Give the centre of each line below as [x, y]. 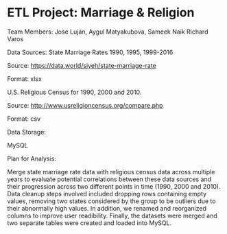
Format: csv [24, 119]
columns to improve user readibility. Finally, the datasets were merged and [112, 215]
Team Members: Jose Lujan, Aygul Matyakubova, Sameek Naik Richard [108, 32]
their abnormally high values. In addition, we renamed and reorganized [107, 208]
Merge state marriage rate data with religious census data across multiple [111, 172]
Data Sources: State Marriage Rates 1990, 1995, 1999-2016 [90, 52]
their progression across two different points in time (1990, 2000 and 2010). [114, 186]
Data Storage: [27, 132]
